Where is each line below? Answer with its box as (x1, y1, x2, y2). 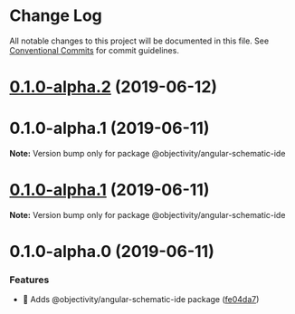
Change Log (9, 5, 102, 26)
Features (9, 273, 50, 286)
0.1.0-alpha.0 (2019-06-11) (9, 242, 214, 262)
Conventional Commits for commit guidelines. (9, 44, 179, 55)
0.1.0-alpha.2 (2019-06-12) (9, 77, 218, 98)
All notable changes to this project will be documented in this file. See (9, 35, 270, 46)
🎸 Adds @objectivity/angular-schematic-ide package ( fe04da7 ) (22, 294, 260, 305)
